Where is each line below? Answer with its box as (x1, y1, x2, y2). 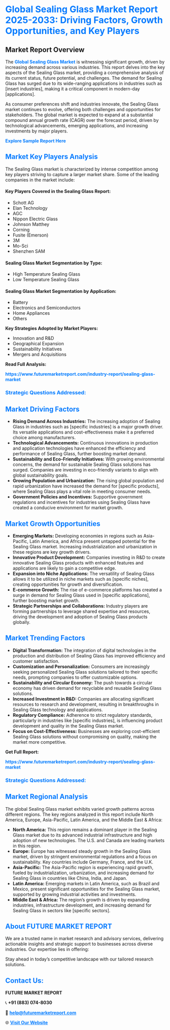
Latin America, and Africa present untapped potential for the (29, 538, 156, 544)
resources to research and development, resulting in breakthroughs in (12, 701, 159, 707)
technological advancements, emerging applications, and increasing (5, 123, 148, 128)
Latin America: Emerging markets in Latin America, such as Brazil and (12, 880, 160, 886)
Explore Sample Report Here (5, 138, 66, 144)
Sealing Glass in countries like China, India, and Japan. (12, 875, 127, 881)
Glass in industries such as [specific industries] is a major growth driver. (12, 424, 163, 430)
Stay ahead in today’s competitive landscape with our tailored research (5, 956, 154, 962)
